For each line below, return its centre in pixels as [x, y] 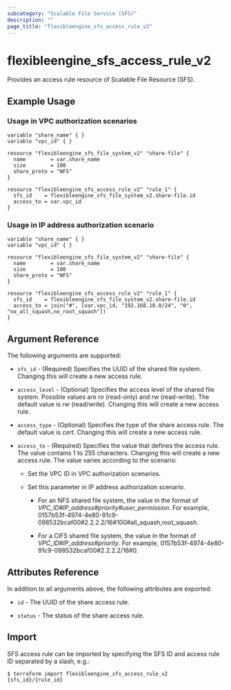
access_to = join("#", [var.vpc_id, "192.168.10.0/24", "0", [103, 306]
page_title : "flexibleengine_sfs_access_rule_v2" [80, 26]
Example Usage [41, 101]
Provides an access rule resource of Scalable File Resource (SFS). [101, 79]
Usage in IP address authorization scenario [81, 225]
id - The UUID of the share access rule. [73, 602]
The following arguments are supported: [64, 355]
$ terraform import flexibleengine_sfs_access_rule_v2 [88, 673]
